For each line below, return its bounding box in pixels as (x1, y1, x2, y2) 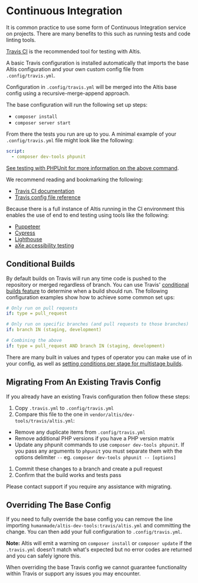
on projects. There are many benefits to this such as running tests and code (6, 30, 191, 37)
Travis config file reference (14, 194, 81, 201)
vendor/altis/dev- (89, 412, 135, 418)
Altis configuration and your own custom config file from (6, 65, 144, 72)
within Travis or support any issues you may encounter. (6, 570, 141, 577)
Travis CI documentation (14, 187, 75, 194)
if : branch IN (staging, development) (6, 327, 102, 333)
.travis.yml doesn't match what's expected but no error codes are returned (6, 546, 192, 553)
